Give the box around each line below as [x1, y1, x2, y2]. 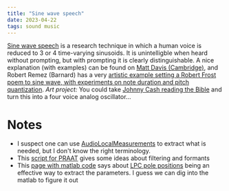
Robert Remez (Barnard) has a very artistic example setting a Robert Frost [7, 71, 217, 79]
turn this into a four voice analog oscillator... [7, 93, 131, 101]
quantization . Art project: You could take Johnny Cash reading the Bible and [7, 85, 222, 93]
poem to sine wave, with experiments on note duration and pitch [7, 78, 189, 87]
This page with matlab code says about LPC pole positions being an [17, 161, 210, 170]
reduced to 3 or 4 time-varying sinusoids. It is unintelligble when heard [7, 49, 208, 57]
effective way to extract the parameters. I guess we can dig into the [17, 169, 209, 177]
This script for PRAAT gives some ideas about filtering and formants [17, 154, 210, 162]
